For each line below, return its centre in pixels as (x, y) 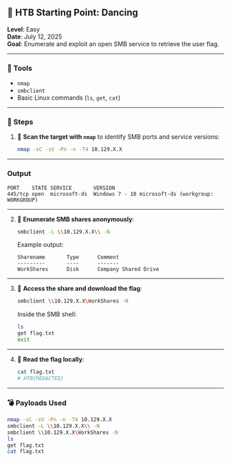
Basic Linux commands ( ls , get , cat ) (69, 98)
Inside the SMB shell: (47, 314)
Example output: (40, 245)
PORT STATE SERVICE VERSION (61, 188)
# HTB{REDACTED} (40, 378)
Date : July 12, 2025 (35, 36)
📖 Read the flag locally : (51, 359)
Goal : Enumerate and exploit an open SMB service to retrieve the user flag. (113, 44)
